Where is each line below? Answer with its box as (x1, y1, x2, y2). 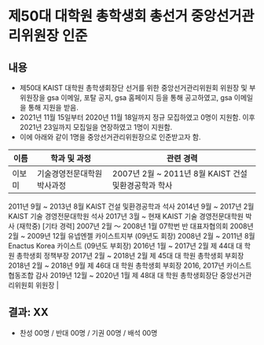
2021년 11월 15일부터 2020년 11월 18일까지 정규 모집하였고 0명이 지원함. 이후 (19, 113, 255, 122)
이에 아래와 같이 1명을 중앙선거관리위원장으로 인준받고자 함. (19, 132, 202, 142)
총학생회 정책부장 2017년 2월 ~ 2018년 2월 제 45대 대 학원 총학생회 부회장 (16, 251, 244, 260)
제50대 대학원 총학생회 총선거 (8, 7, 189, 25)
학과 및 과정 (50, 153, 92, 164)
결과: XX (8, 306, 49, 319)
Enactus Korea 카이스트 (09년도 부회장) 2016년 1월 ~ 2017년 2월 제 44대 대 (8, 241, 243, 250)
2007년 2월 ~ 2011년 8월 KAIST (112, 169, 232, 179)
